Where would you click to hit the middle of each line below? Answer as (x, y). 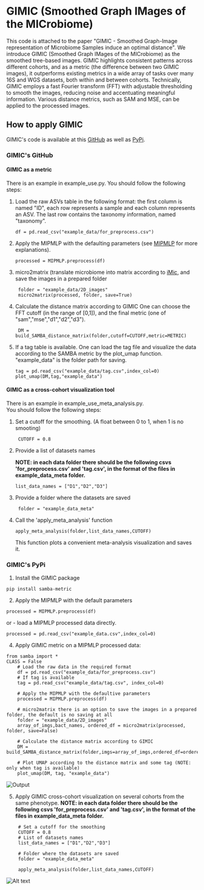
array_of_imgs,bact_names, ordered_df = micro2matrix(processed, (102, 726)
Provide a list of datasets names (55, 451)
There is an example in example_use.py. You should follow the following (96, 183)
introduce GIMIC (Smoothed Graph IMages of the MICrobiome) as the (93, 54)
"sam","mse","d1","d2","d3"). (50, 319)
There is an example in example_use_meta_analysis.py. (75, 403)
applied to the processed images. (48, 105)
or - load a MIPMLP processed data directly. (61, 623)
